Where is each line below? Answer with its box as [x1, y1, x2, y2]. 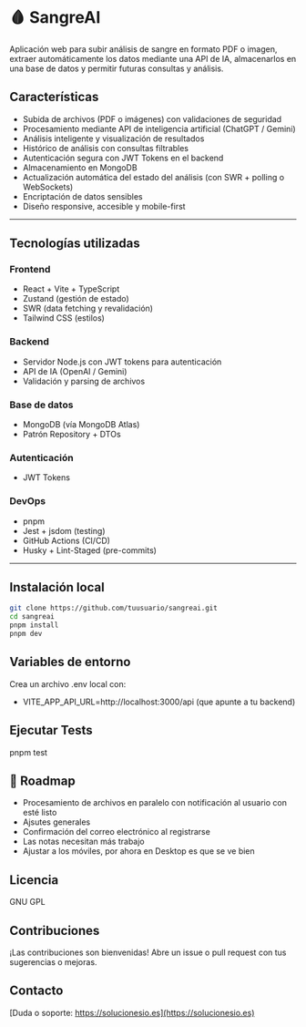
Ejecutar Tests [9, 723, 93, 738]
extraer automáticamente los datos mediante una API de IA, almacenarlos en [9, 53, 297, 64]
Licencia [9, 872, 59, 888]
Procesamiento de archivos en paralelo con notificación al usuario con [22, 797, 287, 808]
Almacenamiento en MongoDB [22, 161, 138, 173]
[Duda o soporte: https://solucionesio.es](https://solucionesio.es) [9, 1007, 255, 1018]
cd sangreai [9, 612, 55, 621]
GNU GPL [9, 897, 46, 908]
